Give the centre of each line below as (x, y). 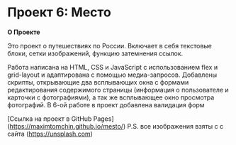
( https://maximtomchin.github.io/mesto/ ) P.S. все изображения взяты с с (116, 126)
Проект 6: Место (59, 12)
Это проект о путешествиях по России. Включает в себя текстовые (110, 45)
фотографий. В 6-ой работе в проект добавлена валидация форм (106, 104)
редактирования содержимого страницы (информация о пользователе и (118, 90)
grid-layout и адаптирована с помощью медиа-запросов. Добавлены (112, 75)
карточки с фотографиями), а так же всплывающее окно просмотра (111, 97)
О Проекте (24, 32)
